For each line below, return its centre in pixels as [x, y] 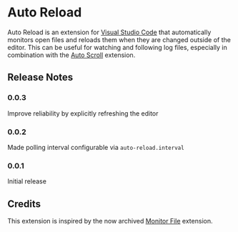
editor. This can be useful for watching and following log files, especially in [117, 47]
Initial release [27, 181]
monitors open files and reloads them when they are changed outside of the [119, 39]
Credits [24, 204]
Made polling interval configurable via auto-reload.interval [96, 147]
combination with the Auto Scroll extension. [71, 55]
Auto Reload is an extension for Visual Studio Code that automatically [109, 32]
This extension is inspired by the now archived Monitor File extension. [110, 221]
